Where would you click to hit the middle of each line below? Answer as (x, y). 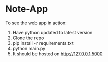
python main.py (29, 48)
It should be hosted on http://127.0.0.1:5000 (58, 54)
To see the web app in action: (36, 23)
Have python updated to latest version (52, 32)
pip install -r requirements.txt (43, 43)
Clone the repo (28, 38)
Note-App (27, 9)
